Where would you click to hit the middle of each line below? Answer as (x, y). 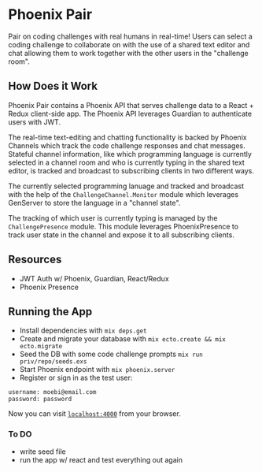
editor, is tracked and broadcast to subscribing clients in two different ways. (131, 170)
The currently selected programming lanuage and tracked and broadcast (126, 186)
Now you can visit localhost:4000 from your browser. (94, 414)
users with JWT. (35, 122)
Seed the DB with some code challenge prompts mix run (111, 354)
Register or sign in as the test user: (76, 378)
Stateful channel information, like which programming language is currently (130, 154)
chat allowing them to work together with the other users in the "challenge (129, 53)
